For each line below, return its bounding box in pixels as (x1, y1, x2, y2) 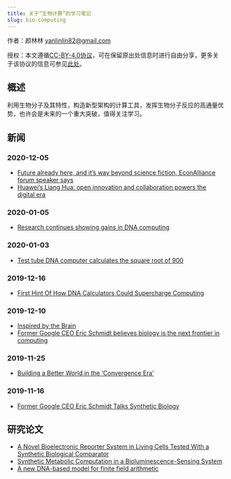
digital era (16, 191, 46, 198)
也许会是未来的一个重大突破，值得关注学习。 (19, 109, 146, 118)
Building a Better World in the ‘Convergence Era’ (16, 369, 154, 377)
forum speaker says (16, 176, 74, 184)
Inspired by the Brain (16, 321, 76, 330)
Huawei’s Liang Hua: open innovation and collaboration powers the (16, 183, 207, 191)
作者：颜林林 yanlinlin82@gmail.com (7, 36, 111, 45)
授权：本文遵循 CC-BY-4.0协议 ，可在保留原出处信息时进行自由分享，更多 (7, 51, 213, 59)
